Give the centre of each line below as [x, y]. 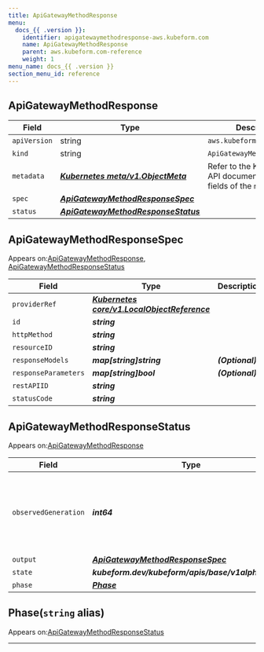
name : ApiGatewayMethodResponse [75, 45]
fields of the [230, 186]
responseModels [40, 361]
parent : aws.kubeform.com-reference [82, 52]
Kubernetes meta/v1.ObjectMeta [123, 176]
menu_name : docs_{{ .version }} [61, 67]
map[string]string [126, 361]
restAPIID [30, 386]
